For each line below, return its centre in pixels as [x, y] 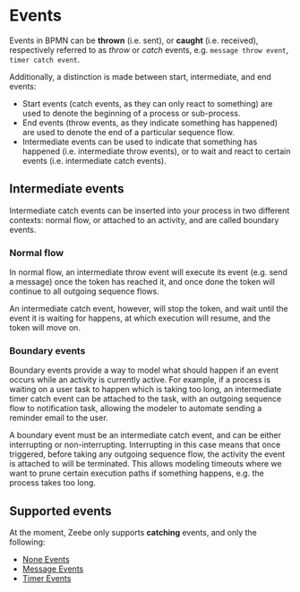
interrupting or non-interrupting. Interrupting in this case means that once [145, 445]
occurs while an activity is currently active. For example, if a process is [140, 380]
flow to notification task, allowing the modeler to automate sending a [136, 408]
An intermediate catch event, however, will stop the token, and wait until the [149, 309]
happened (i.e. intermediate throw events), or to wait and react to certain [156, 151]
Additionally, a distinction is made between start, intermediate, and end [140, 76]
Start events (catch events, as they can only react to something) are [147, 103]
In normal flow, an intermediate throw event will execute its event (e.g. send [149, 272]
